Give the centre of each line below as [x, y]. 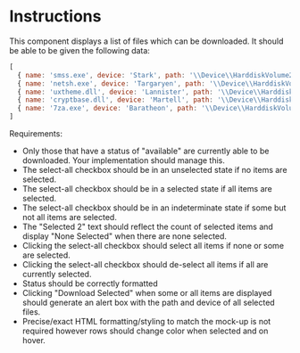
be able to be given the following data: [79, 50]
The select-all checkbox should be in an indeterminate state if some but [154, 208]
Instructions [55, 16]
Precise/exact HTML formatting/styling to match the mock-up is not [146, 322]
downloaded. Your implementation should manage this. [124, 160]
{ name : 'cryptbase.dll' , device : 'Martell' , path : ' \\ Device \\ [139, 100]
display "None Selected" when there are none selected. [125, 236]
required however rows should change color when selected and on [145, 331]
